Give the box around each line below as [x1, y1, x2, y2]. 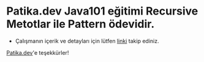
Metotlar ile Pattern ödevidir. [6, 17, 155, 31]
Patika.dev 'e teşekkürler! [6, 49, 69, 56]
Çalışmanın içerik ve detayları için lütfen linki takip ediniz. [15, 37, 159, 44]
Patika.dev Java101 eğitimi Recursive [6, 4, 198, 18]
